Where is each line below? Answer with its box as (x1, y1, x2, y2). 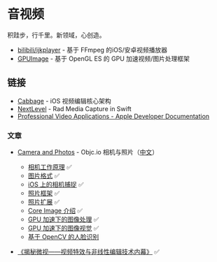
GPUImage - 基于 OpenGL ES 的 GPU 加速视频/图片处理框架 (17, 54, 190, 63)
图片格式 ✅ (27, 172, 60, 180)
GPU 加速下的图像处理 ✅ (27, 215, 99, 224)
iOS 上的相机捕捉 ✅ (27, 180, 84, 189)
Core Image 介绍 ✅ (27, 207, 83, 215)
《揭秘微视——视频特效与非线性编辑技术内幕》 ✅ (17, 247, 160, 256)
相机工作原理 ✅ (27, 163, 72, 171)
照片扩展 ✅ (27, 198, 60, 206)
